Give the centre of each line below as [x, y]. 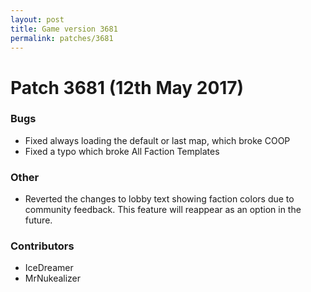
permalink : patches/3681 [62, 38]
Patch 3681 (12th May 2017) [127, 87]
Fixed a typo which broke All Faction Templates [122, 151]
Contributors [42, 246]
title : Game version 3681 [64, 29]
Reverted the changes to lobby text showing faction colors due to [159, 199]
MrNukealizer [53, 278]
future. [38, 220]
